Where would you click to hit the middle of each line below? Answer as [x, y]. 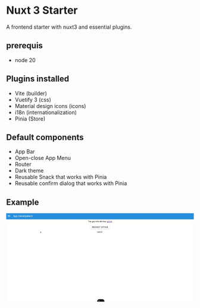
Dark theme [29, 171]
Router [23, 164]
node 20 [25, 60]
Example [23, 202]
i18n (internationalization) [46, 112]
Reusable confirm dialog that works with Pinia [71, 183]
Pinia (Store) [30, 118]
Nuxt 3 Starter [42, 10]
